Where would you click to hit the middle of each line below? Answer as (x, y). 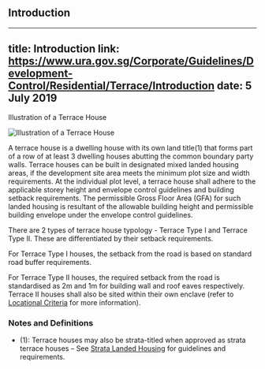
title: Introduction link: (64, 49)
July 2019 (33, 98)
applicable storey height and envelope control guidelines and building (121, 189)
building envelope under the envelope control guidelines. (101, 214)
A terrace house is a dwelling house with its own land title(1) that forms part (131, 147)
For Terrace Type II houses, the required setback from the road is (114, 277)
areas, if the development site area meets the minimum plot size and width (129, 173)
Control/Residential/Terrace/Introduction (112, 86)
